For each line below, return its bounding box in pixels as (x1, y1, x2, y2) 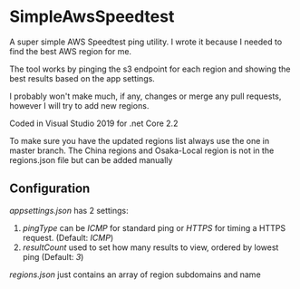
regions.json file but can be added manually (9, 154, 173, 165)
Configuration (9, 181, 91, 197)
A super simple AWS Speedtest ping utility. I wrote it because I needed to (9, 36, 283, 47)
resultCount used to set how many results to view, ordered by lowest (22, 242, 279, 253)
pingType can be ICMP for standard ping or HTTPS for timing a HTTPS (22, 222, 286, 233)
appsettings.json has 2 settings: (9, 205, 129, 216)
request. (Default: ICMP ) (22, 232, 114, 243)
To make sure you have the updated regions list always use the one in (9, 135, 270, 146)
